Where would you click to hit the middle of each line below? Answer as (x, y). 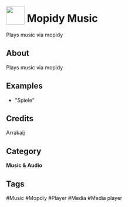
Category (24, 151)
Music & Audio (24, 165)
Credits (20, 118)
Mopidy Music (62, 19)
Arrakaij (16, 133)
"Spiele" (25, 100)
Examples (24, 86)
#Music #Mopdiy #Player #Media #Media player (64, 198)
